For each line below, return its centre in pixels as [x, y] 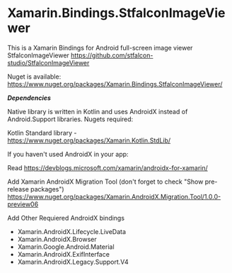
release [18, 189]
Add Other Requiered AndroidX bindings [66, 218]
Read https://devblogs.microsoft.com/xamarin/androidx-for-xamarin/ [108, 167]
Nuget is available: [34, 77]
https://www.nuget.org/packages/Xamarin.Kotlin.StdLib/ [89, 140]
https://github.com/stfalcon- [112, 55]
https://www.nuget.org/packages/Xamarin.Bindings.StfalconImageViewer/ [115, 84]
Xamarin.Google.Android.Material [66, 247]
